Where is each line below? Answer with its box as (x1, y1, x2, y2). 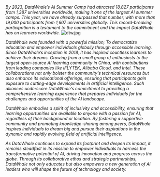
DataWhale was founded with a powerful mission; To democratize (5, 39, 137, 45)
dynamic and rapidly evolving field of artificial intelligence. (5, 131, 123, 137)
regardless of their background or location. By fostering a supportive (5, 116, 143, 121)
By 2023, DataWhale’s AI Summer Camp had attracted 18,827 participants (5, 4, 154, 10)
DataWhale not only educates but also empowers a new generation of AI (5, 161, 151, 167)
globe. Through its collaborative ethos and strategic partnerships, (5, 156, 137, 161)
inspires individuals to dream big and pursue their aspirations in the (5, 126, 141, 131)
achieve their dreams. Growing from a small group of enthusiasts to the (5, 55, 148, 60)
